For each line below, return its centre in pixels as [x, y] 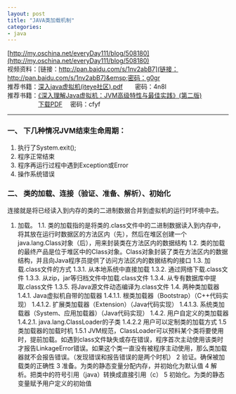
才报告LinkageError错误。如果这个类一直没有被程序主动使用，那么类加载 [122, 348]
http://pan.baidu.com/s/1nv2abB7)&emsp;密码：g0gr [84, 78]
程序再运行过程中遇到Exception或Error [73, 165]
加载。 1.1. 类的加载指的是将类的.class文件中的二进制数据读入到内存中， [121, 225]
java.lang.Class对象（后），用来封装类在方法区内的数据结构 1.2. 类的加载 [121, 242]
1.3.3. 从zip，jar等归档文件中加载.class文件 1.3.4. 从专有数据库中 [118, 277]
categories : [25, 27]
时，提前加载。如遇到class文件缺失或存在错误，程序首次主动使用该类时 [120, 339]
